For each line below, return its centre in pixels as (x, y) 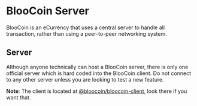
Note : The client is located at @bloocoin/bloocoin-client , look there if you (97, 91)
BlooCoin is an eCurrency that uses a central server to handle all (86, 27)
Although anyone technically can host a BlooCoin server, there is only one (97, 67)
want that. (19, 97)
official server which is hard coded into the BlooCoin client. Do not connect (99, 73)
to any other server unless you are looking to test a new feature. (85, 79)
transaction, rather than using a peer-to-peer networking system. (87, 33)
